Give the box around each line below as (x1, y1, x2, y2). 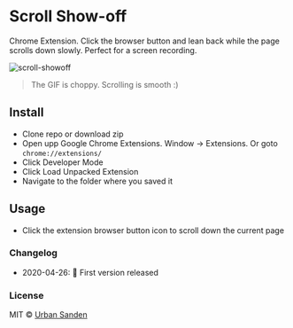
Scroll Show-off (9, 6, 127, 27)
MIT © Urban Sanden (9, 309, 88, 320)
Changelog (9, 246, 58, 259)
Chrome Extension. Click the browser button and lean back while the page (9, 35, 281, 46)
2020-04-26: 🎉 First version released (21, 267, 159, 277)
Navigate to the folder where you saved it (21, 176, 173, 186)
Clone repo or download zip (21, 129, 124, 139)
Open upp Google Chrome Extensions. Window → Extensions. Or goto (21, 137, 279, 148)
